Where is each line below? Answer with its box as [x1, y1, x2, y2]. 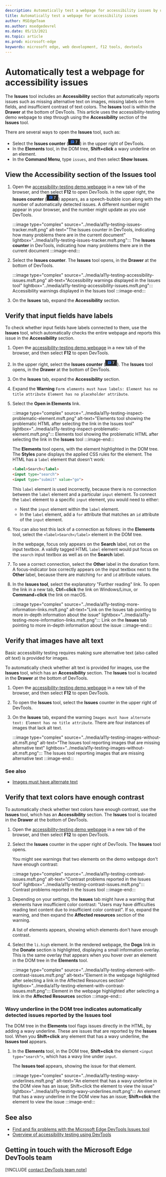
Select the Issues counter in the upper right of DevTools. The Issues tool [12, 841, 161, 847]
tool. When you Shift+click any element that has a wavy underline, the [5, 1033, 149, 1040]
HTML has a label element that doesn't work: [12, 457, 105, 462]
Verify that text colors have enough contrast [5, 793, 145, 801]
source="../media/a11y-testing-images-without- [64, 734, 161, 740]
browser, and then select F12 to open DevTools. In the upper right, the [12, 189, 155, 195]
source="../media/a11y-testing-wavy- [64, 1073, 140, 1079]
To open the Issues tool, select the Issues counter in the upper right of [12, 699, 157, 705]
